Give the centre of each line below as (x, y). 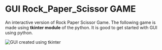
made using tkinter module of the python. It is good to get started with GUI (81, 27)
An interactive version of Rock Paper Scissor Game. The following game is (81, 22)
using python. (19, 33)
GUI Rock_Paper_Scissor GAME (71, 9)
